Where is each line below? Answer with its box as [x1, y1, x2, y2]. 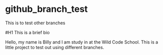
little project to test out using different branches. [5, 44, 105, 50]
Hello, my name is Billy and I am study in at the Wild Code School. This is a [5, 39, 159, 45]
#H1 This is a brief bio [5, 29, 50, 35]
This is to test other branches [5, 20, 66, 26]
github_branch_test [5, 3, 88, 15]
